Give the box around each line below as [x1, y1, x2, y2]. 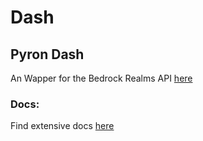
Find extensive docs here [10, 120, 115, 132]
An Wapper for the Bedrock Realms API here [10, 72, 193, 84]
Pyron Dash [10, 46, 85, 63]
